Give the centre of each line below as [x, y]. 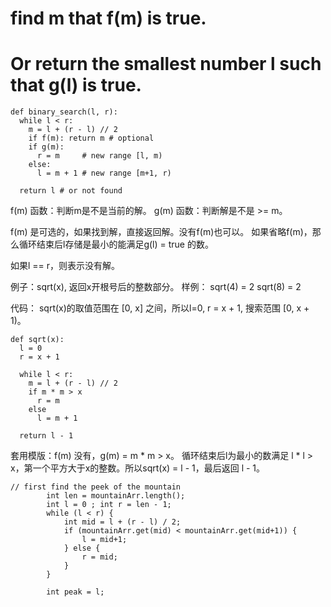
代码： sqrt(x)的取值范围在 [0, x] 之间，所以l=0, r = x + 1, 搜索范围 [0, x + [160, 308]
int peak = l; [75, 592]
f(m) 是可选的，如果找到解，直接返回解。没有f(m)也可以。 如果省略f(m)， [161, 232]
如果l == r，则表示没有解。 [65, 266]
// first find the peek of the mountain [96, 487]
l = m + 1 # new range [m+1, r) [104, 173]
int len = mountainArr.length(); [116, 496]
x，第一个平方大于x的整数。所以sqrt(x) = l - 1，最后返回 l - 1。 [138, 468]
